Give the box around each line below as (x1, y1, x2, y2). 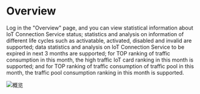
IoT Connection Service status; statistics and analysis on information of (6, 30, 184, 37)
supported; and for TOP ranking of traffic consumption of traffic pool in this (6, 62, 194, 70)
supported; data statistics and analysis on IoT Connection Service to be (6, 43, 185, 51)
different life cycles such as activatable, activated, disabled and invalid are (6, 37, 192, 44)
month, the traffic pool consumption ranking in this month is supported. (6, 69, 184, 76)
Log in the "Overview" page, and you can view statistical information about (6, 24, 194, 31)
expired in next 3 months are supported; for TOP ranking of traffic (6, 49, 171, 57)
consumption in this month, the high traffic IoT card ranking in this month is (6, 56, 194, 63)
